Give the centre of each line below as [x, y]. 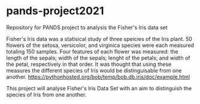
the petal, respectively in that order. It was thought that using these [89, 64]
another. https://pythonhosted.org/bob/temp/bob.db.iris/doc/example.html [98, 77]
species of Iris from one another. [46, 94]
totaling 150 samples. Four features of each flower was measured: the [92, 51]
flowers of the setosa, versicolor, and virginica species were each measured [100, 45]
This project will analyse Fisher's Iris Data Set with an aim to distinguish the [99, 88]
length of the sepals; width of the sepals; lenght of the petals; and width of [98, 58]
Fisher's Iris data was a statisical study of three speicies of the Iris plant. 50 [99, 39]
